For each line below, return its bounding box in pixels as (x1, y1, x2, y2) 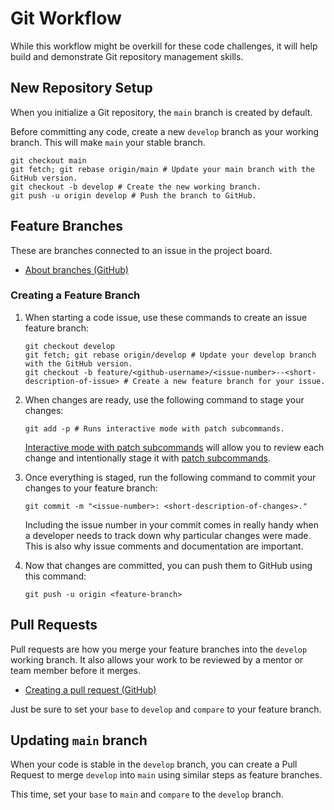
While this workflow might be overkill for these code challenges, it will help (10, 40, 318, 52)
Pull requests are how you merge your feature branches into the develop (10, 643, 308, 655)
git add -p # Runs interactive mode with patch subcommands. (24, 423, 286, 434)
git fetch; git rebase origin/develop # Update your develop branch (24, 350, 317, 360)
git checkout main (10, 155, 87, 166)
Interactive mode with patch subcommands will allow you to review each (24, 441, 325, 453)
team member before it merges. (10, 664, 142, 676)
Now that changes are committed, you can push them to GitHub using (24, 559, 313, 571)
